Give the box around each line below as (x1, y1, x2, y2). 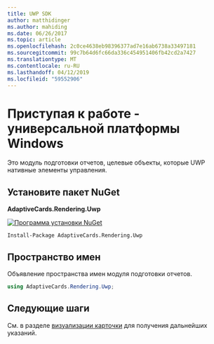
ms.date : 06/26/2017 (7, 29, 68, 37)
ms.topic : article (7, 36, 61, 43)
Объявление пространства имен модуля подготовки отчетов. (7, 269, 193, 277)
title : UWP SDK (7, 10, 52, 18)
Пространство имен (7, 251, 101, 263)
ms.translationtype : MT (7, 56, 77, 63)
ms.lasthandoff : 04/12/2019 (7, 69, 90, 76)
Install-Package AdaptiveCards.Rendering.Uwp (7, 232, 142, 239)
